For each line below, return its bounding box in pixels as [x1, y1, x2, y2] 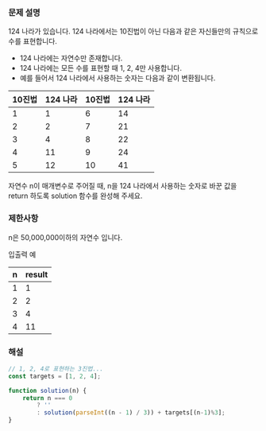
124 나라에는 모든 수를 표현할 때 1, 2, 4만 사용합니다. [19, 64, 183, 73]
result [25, 269, 48, 280]
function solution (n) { [8, 386, 87, 394]
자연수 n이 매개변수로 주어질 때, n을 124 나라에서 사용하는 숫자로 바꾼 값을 [8, 181, 237, 191]
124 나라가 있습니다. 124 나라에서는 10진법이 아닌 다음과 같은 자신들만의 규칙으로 [8, 26, 259, 37]
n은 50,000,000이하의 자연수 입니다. [8, 232, 123, 242]
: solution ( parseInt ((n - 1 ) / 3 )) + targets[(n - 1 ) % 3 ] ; [37, 409, 226, 417]
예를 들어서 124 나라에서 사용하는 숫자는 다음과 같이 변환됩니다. [19, 73, 216, 83]
